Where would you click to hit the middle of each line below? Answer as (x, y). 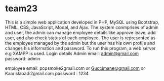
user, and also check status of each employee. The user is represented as (80, 38)
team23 (21, 9)
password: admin (23, 58)
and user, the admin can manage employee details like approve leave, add (81, 32)
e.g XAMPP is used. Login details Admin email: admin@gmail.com (72, 53)
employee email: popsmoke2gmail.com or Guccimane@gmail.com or (75, 68)
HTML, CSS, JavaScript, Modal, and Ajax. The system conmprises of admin (82, 27)
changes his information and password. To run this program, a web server (80, 48)
